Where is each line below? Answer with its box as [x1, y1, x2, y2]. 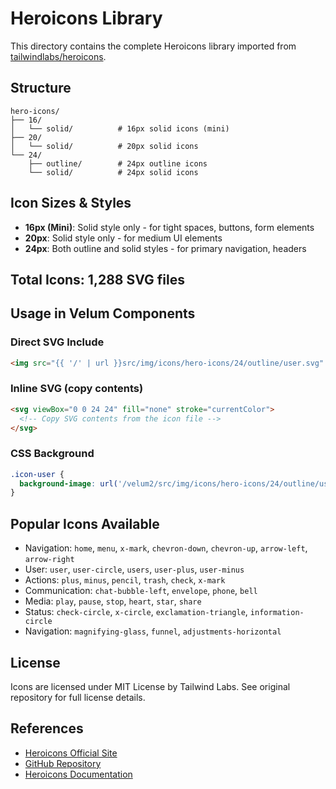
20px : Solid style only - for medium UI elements [24, 232, 223, 244]
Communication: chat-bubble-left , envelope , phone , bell [24, 585, 258, 597]
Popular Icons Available [10, 515, 160, 532]
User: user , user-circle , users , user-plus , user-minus [24, 563, 245, 576]
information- [249, 608, 305, 618]
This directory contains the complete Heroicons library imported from [10, 40, 297, 52]
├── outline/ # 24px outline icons [28, 158, 208, 169]
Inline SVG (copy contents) [10, 382, 144, 396]
